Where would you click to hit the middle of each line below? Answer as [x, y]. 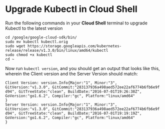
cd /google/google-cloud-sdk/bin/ [41, 37]
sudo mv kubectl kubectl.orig [37, 42]
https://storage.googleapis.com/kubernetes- [74, 46]
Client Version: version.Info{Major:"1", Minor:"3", [61, 83]
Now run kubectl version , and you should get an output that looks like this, [82, 68]
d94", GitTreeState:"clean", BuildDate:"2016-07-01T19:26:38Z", [73, 91]
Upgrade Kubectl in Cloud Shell [71, 9]
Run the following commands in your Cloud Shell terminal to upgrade [76, 23]
